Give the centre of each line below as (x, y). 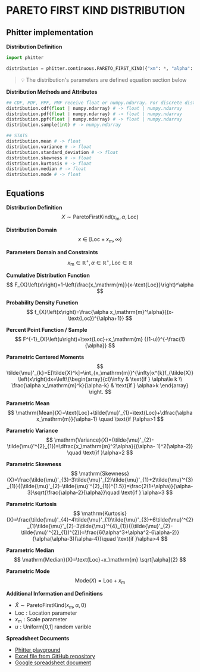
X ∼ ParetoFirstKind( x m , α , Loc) (100, 217)
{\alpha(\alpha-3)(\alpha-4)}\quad (74, 538)
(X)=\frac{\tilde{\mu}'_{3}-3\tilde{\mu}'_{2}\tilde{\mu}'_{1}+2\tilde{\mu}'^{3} (100, 480)
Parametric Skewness (34, 464)
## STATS (17, 136)
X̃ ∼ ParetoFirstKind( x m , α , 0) (50, 605)
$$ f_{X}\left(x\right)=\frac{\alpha (68, 312)
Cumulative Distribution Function (48, 275)
